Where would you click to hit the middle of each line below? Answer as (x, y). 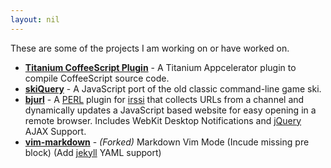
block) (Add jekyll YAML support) (93, 152)
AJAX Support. (55, 131)
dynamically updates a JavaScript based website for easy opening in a (170, 110)
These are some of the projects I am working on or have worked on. (150, 48)
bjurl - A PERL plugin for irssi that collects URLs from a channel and (164, 99)
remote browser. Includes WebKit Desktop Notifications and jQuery (163, 120)
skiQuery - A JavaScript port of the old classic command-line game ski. (173, 88)
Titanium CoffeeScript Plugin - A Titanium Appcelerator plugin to (160, 67)
